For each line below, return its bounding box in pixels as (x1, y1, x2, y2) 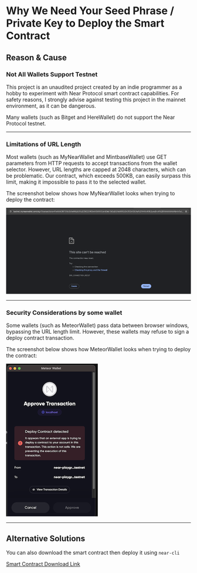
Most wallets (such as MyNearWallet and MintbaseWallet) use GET (6, 154, 167, 161)
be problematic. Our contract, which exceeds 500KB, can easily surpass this (6, 172, 191, 179)
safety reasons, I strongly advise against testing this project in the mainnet (6, 96, 186, 103)
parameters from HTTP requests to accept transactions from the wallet (6, 160, 178, 167)
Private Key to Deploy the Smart (6, 16, 165, 30)
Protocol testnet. (6, 119, 46, 127)
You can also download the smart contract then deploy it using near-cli (6, 549, 180, 557)
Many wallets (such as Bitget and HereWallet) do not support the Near (6, 114, 175, 121)
